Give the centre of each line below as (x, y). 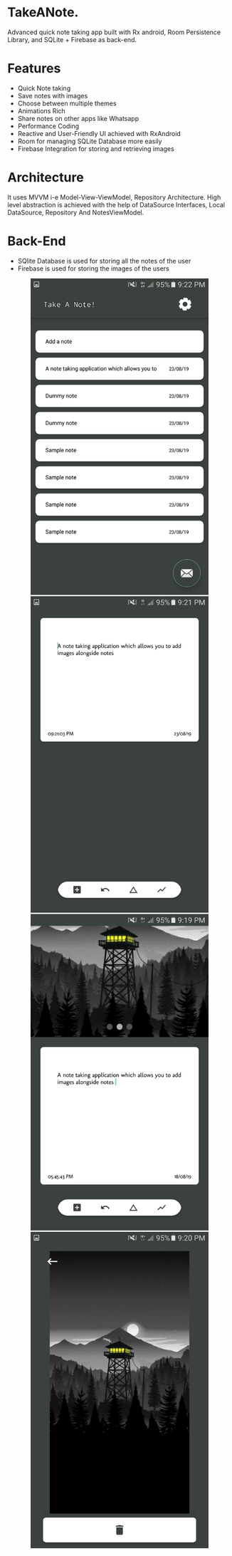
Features (34, 69)
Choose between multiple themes (67, 103)
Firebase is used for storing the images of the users (93, 268)
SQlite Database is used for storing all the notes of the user (104, 261)
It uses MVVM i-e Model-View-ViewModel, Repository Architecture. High (114, 197)
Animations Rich (41, 110)
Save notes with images (53, 95)
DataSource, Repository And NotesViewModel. (76, 212)
